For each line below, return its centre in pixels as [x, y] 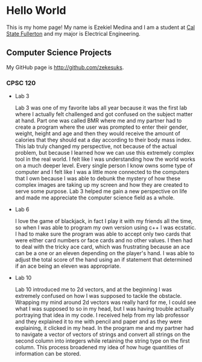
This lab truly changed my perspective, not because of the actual [96, 146]
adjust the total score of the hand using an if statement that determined [103, 260]
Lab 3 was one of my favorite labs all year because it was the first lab [101, 108]
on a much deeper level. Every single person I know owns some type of [104, 166]
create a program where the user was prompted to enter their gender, [101, 127]
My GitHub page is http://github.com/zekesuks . [65, 67]
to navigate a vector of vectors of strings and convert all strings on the [103, 335]
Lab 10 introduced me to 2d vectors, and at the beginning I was [93, 289]
